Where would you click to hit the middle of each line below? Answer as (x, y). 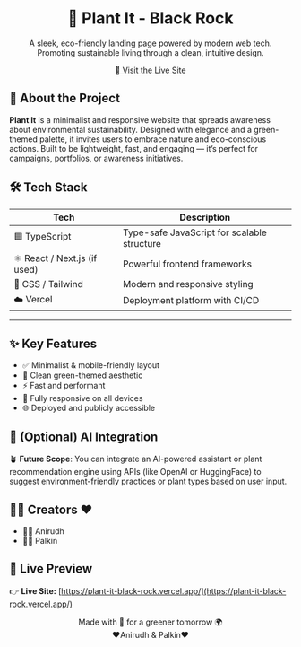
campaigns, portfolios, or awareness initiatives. (96, 158)
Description (205, 217)
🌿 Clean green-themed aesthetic (82, 375)
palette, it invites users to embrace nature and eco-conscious (153, 139)
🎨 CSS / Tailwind (48, 284)
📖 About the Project (65, 98)
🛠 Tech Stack (48, 188)
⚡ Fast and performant (64, 386)
